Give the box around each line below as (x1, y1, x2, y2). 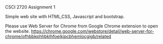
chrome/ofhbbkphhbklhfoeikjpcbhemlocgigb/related (5, 34, 112, 39)
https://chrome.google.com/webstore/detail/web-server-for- (31, 28, 154, 34)
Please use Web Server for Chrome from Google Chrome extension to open (5, 23, 159, 29)
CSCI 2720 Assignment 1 (5, 4, 56, 10)
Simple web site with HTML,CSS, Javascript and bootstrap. (5, 14, 125, 19)
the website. (5, 28, 31, 34)
